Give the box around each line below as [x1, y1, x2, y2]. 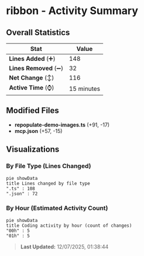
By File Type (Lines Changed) [6, 162, 91, 170]
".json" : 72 [6, 190, 38, 197]
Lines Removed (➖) [9, 64, 63, 72]
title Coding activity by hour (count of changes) [6, 223, 132, 228]
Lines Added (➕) [9, 54, 56, 63]
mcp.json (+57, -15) [14, 127, 63, 134]
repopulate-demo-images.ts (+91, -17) [14, 121, 110, 128]
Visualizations [6, 145, 60, 155]
